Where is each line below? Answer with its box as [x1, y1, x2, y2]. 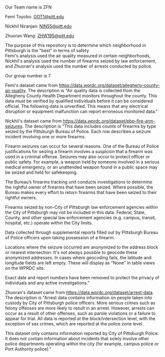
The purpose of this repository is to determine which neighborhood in [5, 42, 146, 48]
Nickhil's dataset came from [5, 118, 62, 124]
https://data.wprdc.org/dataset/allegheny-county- [58, 82, 160, 88]
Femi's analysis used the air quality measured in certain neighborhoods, [5, 53, 151, 59]
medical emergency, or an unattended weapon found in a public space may [5, 164, 158, 170]
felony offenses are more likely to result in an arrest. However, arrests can [5, 305, 155, 311]
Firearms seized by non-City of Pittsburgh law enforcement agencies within [5, 204, 158, 210]
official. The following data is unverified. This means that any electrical [5, 103, 148, 109]
